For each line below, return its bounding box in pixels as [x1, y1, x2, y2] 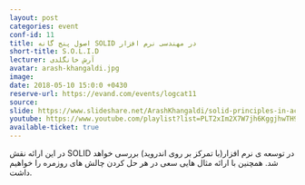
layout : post [9, 13, 59, 23]
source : [9, 97, 39, 107]
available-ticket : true [9, 123, 100, 132]
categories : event [9, 22, 79, 31]
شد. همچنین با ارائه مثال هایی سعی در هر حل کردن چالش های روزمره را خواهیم [9, 158, 279, 168]
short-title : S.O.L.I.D [9, 47, 100, 56]
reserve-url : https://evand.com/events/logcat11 [9, 89, 197, 98]
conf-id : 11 [9, 30, 54, 39]
